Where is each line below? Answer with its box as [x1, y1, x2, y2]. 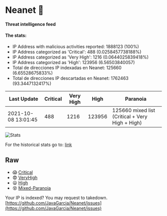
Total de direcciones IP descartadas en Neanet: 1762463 [12, 75, 129, 81]
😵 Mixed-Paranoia [12, 185, 51, 191]
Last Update [9, 95, 39, 102]
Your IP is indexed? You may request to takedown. [5, 195, 108, 201]
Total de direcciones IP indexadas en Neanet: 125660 [12, 65, 122, 71]
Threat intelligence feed [5, 21, 56, 27]
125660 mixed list [112, 107, 156, 114]
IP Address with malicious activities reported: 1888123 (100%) [12, 43, 139, 49]
